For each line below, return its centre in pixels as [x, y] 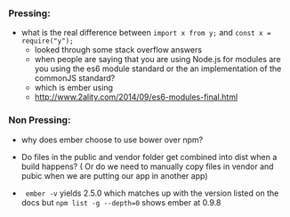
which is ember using [73, 88]
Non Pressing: [40, 120]
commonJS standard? [75, 78]
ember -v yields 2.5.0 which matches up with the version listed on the [152, 193]
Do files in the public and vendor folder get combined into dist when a [149, 157]
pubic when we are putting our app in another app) [114, 175]
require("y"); [47, 41]
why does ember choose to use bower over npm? [112, 140]
